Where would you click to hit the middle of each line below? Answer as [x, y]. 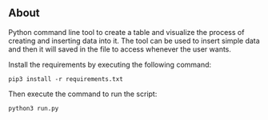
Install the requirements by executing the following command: [110, 64]
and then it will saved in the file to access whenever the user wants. [120, 49]
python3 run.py [34, 108]
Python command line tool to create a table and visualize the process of [126, 32]
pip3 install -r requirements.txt [66, 79]
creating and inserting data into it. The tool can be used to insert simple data [134, 41]
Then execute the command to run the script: [83, 94]
